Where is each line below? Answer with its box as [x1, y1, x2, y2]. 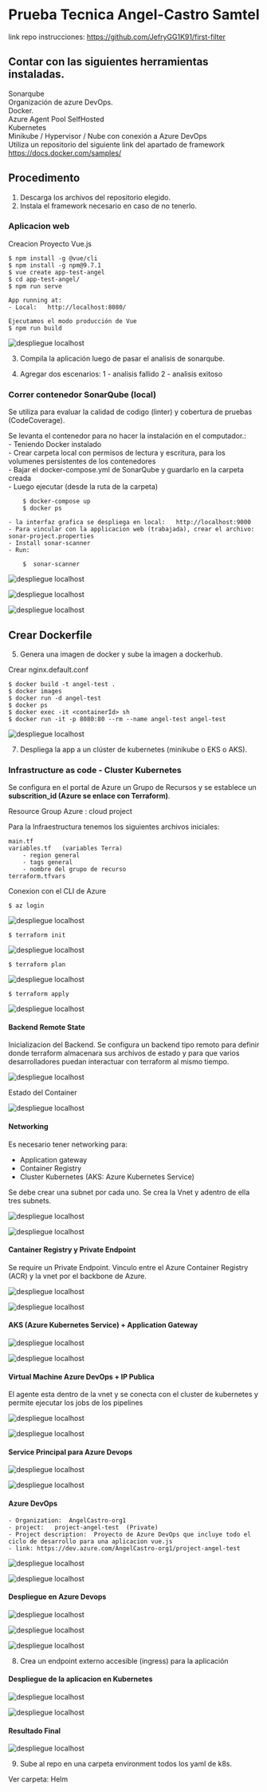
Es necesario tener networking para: [8, 1139, 128, 1149]
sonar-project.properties [8, 532, 94, 540]
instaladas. [8, 68, 65, 81]
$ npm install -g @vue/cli [8, 254, 98, 262]
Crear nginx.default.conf [8, 665, 89, 674]
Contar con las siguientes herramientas [8, 55, 209, 69]
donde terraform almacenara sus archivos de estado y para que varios [8, 1048, 240, 1058]
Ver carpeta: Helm [8, 1774, 69, 1784]
